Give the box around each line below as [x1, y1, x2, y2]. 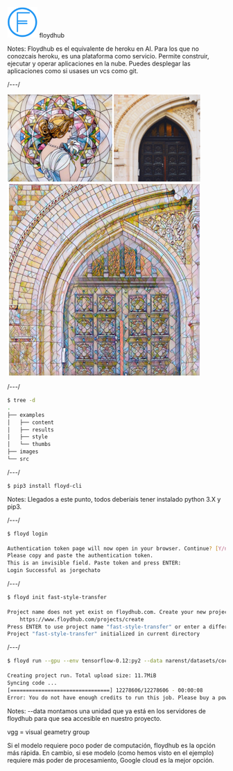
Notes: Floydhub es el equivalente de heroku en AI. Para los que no [7, 45, 200, 53]
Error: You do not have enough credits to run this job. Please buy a [7, 694, 216, 701]
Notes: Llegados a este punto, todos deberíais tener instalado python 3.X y [7, 495, 221, 503]
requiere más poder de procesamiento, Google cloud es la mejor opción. [7, 756, 215, 764]
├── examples [7, 411, 45, 418]
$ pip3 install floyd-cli [7, 482, 82, 489]
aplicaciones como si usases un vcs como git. [7, 67, 139, 75]
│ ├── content [7, 419, 54, 426]
